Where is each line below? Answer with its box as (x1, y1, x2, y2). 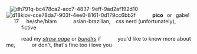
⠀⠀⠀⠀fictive (6, 24, 37, 31)
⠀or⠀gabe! (163, 12, 190, 19)
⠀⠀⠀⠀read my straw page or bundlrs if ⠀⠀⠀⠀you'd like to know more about (6, 35, 191, 42)
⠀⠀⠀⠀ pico (137, 12, 163, 19)
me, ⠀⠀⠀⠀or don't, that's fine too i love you (6, 41, 112, 48)
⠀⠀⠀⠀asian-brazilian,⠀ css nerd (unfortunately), (58, 18, 176, 24)
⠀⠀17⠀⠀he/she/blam (6, 18, 57, 24)
